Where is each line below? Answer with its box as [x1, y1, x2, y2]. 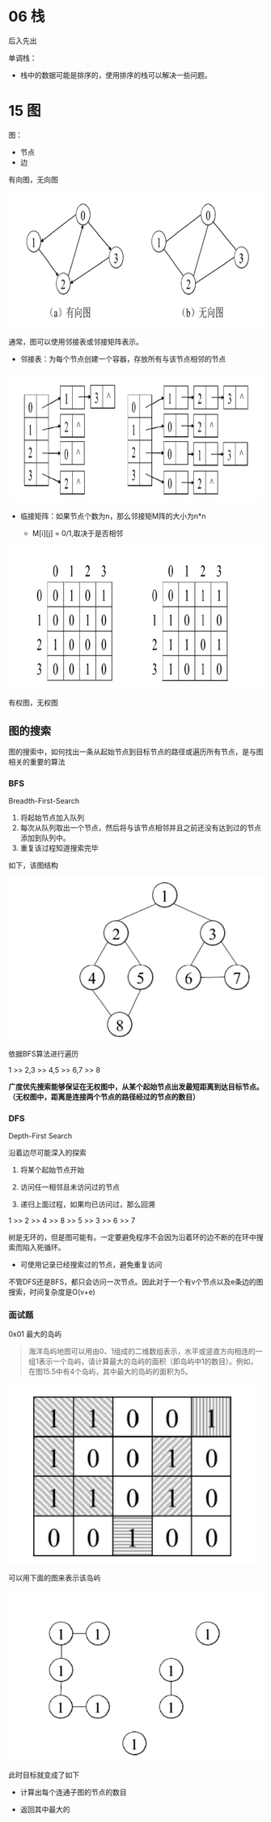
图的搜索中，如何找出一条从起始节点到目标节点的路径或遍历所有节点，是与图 [8, 747, 264, 757]
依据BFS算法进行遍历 [8, 1048, 79, 1058]
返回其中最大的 [19, 1804, 70, 1814]
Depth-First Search [8, 1131, 73, 1141]
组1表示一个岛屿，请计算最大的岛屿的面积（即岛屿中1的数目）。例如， [28, 1357, 258, 1366]
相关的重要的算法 [8, 757, 66, 767]
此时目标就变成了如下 [8, 1769, 79, 1780]
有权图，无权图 [8, 698, 58, 708]
